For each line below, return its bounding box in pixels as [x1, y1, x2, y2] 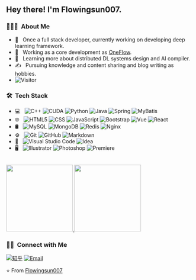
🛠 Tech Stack [6, 91, 49, 99]
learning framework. [14, 42, 65, 49]
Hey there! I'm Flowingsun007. [6, 5, 122, 15]
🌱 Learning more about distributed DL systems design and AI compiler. [14, 54, 191, 62]
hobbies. [14, 70, 37, 77]
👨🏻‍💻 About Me [6, 22, 50, 31]
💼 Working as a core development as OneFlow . [14, 49, 132, 56]
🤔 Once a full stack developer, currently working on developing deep [14, 36, 185, 43]
